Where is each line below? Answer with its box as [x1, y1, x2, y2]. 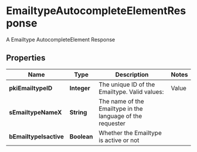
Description [115, 70, 149, 79]
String [69, 108, 87, 116]
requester [98, 119, 126, 127]
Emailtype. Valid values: [98, 87, 164, 96]
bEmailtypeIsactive [9, 132, 64, 140]
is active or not [98, 136, 140, 144]
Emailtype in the [98, 104, 143, 113]
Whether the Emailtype [98, 129, 162, 137]
